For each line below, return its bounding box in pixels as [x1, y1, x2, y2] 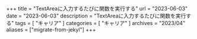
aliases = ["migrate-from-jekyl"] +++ [6, 26, 96, 33]
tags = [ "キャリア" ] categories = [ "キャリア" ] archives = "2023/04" [15, 20, 186, 26]
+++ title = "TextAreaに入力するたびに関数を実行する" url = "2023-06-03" [6, 5, 188, 12]
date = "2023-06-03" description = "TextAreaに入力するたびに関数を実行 [6, 12, 186, 19]
